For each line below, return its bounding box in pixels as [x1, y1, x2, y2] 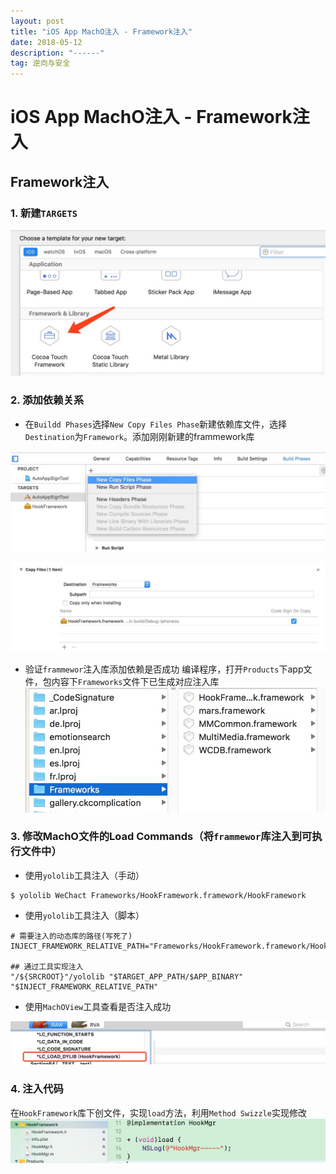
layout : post [10, 16, 65, 26]
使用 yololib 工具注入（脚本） [24, 909, 145, 921]
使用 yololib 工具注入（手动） [24, 869, 145, 881]
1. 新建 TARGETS [10, 206, 78, 220]
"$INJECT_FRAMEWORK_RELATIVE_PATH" [10, 981, 159, 992]
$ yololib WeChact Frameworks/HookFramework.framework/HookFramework [10, 890, 307, 900]
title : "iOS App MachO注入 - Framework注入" [10, 26, 193, 37]
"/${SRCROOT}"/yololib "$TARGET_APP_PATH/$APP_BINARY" [10, 971, 244, 982]
